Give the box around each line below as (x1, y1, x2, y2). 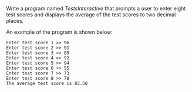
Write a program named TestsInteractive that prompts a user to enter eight (6, 5, 186, 12)
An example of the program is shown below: (6, 29, 113, 36)
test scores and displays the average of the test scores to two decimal (6, 11, 176, 18)
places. (6, 17, 24, 24)
